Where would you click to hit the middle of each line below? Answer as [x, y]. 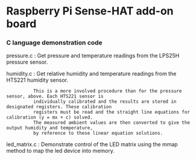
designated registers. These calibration [59, 107]
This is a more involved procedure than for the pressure [107, 91]
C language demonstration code [54, 43]
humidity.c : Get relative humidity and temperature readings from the [91, 74]
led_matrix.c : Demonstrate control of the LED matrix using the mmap [92, 144]
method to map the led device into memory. [60, 151]
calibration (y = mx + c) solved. [50, 118]
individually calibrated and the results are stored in [105, 102]
